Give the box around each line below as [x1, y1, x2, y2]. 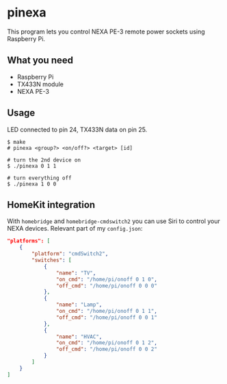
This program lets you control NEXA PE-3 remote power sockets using [7, 27, 205, 36]
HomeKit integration [7, 199, 96, 210]
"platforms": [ [7, 238, 51, 244]
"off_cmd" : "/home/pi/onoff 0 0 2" [55, 346, 157, 353]
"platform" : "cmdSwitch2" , [31, 251, 109, 257]
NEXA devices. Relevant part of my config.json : [7, 225, 143, 233]
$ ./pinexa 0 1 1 [7, 162, 57, 169]
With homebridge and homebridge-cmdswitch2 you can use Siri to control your [7, 217, 221, 225]
